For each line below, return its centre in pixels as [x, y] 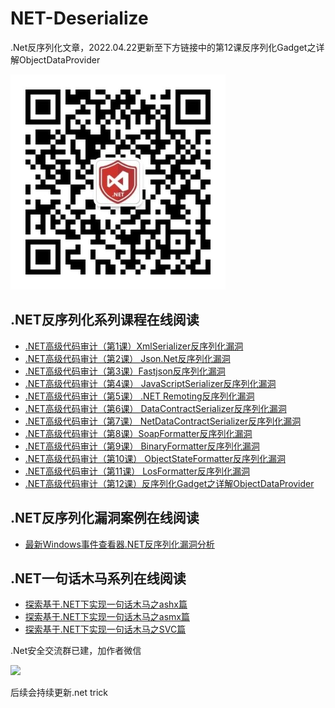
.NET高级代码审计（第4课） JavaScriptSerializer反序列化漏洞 [150, 383]
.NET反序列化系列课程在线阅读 [105, 320]
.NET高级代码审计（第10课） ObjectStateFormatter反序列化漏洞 [155, 458]
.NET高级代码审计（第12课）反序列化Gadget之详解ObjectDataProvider [169, 483]
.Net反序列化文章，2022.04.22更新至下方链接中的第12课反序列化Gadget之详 [167, 47]
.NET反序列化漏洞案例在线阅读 [105, 518]
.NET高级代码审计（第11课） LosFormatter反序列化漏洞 [137, 471]
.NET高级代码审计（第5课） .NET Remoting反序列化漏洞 [139, 396]
